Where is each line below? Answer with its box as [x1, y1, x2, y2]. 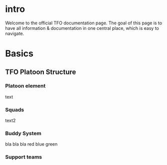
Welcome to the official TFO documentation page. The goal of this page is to [5, 20, 163, 26]
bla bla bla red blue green [5, 141, 58, 147]
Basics [5, 48, 34, 59]
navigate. [5, 30, 24, 36]
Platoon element [5, 82, 46, 89]
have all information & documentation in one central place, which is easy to [5, 25, 160, 31]
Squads [5, 106, 24, 113]
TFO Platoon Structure [5, 68, 76, 76]
